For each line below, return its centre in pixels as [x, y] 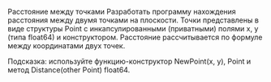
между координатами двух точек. [67, 46]
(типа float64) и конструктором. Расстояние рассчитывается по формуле [135, 37]
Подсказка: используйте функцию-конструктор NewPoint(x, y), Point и [129, 61]
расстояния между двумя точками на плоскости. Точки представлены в [133, 20]
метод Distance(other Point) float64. [69, 70]
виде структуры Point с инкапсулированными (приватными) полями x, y [133, 29]
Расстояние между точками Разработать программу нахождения [122, 12]
